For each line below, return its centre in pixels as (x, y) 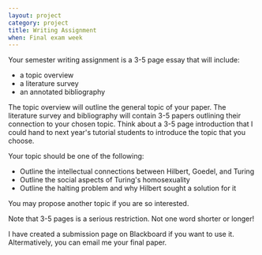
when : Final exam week (45, 37)
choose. (21, 141)
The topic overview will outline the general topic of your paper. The (117, 107)
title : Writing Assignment (52, 30)
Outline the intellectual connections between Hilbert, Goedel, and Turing (137, 171)
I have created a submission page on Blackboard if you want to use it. (121, 234)
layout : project (35, 15)
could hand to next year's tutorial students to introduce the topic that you (127, 133)
